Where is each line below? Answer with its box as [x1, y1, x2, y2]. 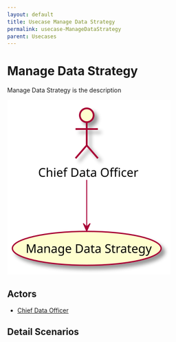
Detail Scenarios [7, 326, 79, 338]
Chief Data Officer [16, 306, 69, 314]
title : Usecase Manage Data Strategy [7, 18, 115, 25]
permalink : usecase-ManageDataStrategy [7, 25, 122, 32]
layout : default [7, 11, 54, 18]
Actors [7, 288, 37, 299]
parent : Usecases [7, 33, 57, 40]
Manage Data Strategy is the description [7, 86, 122, 94]
